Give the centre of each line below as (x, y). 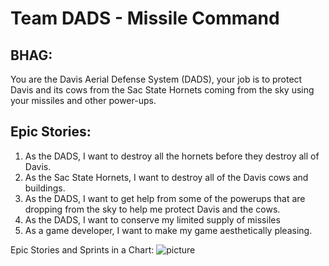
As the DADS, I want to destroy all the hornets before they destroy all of (172, 156)
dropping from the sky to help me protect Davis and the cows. (152, 209)
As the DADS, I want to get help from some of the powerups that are (165, 198)
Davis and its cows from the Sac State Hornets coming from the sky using (162, 90)
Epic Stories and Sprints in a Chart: (82, 249)
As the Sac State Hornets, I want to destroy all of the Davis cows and (166, 177)
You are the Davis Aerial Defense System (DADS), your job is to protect (156, 79)
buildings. (45, 188)
